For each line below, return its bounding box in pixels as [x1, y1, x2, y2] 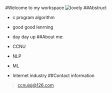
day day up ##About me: [12, 34, 64, 39]
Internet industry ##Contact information [12, 72, 95, 78]
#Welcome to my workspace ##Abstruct [5, 5, 107, 10]
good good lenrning [12, 24, 53, 30]
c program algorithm [12, 14, 55, 20]
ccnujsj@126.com [17, 82, 54, 88]
